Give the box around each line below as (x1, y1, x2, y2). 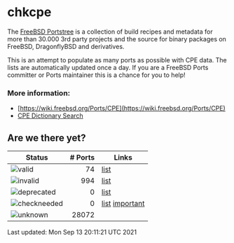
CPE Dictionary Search (17, 111, 84, 120)
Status (25, 153, 48, 162)
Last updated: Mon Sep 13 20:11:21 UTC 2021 (7, 228, 137, 237)
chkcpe (7, 4, 52, 20)
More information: (7, 88, 71, 98)
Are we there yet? (7, 132, 86, 144)
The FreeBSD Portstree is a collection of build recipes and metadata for (7, 27, 213, 36)
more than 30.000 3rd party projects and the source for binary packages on (7, 34, 226, 43)
